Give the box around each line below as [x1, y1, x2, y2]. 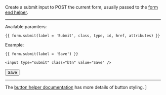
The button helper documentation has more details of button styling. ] [5, 84, 147, 90]
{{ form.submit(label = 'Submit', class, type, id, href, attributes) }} [5, 33, 161, 38]
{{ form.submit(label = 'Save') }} [5, 51, 79, 56]
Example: [5, 42, 24, 47]
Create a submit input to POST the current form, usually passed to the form [5, 4, 158, 10]
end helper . [5, 9, 28, 15]
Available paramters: [5, 24, 47, 29]
